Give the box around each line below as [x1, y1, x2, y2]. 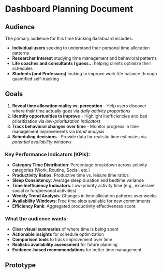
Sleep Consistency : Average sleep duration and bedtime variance [12, 177, 144, 183]
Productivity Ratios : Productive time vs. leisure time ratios [12, 172, 129, 178]
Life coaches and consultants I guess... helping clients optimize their [12, 61, 151, 66]
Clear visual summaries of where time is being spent [12, 226, 118, 232]
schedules [12, 65, 33, 71]
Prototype [5, 261, 36, 269]
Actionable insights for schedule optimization [12, 231, 104, 237]
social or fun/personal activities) [12, 188, 76, 193]
